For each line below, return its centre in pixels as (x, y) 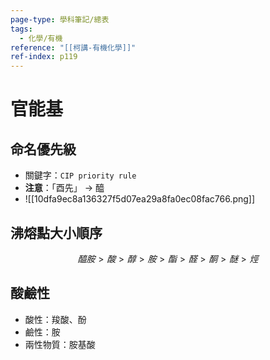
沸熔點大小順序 (56, 232)
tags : (21, 29)
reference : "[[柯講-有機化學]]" (73, 47)
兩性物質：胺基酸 (60, 344)
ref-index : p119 (44, 57)
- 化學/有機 (41, 38)
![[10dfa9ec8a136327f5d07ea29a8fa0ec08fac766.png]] (140, 199)
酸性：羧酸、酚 (55, 319)
